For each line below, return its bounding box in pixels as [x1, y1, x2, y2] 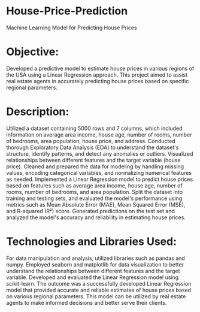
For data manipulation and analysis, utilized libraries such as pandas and [6, 255, 186, 262]
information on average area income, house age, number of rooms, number [6, 131, 192, 138]
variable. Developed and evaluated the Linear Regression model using [6, 274, 179, 281]
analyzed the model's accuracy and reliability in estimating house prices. [6, 214, 186, 221]
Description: [6, 105, 69, 119]
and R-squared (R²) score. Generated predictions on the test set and [6, 207, 175, 214]
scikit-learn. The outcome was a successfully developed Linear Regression [6, 280, 192, 287]
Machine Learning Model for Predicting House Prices [6, 24, 137, 31]
